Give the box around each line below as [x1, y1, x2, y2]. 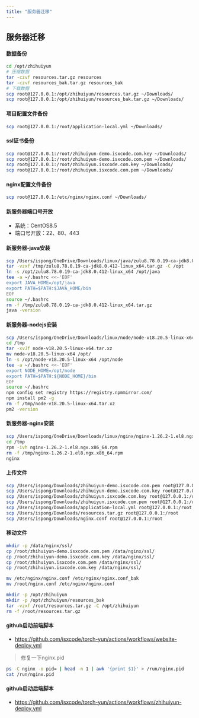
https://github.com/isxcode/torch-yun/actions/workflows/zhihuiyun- [14, 698, 182, 706]
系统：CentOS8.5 [14, 222, 57, 229]
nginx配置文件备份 [6, 180, 52, 188]
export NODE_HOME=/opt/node [6, 367, 76, 374]
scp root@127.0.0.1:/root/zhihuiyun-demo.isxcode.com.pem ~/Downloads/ [6, 156, 187, 162]
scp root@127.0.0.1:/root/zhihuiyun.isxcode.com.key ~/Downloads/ [6, 161, 174, 168]
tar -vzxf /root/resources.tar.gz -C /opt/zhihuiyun [6, 603, 139, 609]
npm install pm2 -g [6, 395, 54, 401]
